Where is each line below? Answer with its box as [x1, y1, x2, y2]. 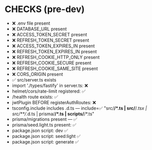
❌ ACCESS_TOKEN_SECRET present [12, 31, 87, 37]
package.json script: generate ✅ [12, 138, 79, 144]
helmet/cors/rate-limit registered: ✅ [12, 88, 86, 94]
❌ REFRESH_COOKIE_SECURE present [12, 59, 91, 66]
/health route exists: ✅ [12, 94, 58, 100]
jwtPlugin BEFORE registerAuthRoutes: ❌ [12, 99, 96, 105]
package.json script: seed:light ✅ [12, 133, 81, 139]
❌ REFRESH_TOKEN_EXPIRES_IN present [12, 48, 97, 54]
